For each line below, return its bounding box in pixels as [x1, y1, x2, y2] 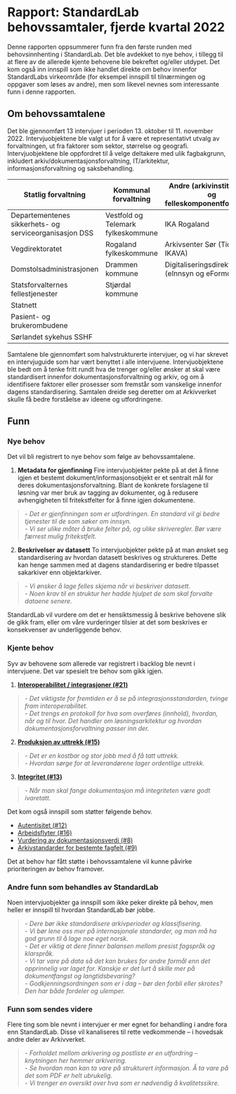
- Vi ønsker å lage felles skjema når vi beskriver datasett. [24, 582, 191, 591]
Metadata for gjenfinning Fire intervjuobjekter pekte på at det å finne [17, 466, 219, 474]
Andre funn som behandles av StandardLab [7, 882, 159, 892]
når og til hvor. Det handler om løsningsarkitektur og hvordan [24, 716, 202, 725]
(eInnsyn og [164, 269, 205, 278]
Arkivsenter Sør [164, 239, 216, 249]
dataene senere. [24, 597, 72, 606]
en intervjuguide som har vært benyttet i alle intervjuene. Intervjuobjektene [7, 357, 223, 366]
